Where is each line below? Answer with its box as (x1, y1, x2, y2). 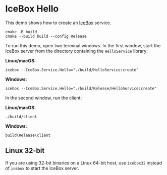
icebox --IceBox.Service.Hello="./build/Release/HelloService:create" (5, 86, 157, 91)
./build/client (5, 114, 37, 119)
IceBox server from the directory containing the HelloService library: (5, 48, 148, 54)
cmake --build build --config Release (5, 34, 87, 39)
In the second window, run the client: (5, 95, 82, 101)
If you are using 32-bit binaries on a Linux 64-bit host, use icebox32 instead (5, 159, 162, 166)
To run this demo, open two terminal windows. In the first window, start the (5, 42, 161, 48)
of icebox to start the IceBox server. (5, 165, 80, 171)
